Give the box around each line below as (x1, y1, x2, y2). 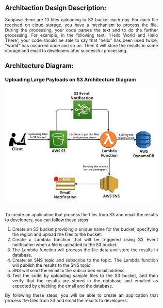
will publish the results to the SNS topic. (12, 262, 92, 268)
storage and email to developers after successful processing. (5, 48, 128, 53)
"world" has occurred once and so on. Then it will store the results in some (5, 42, 158, 48)
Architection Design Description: (5, 4, 107, 12)
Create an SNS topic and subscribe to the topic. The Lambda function (12, 257, 158, 263)
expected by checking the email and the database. (12, 283, 114, 289)
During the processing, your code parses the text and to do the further (5, 27, 158, 33)
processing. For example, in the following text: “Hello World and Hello (5, 32, 158, 38)
